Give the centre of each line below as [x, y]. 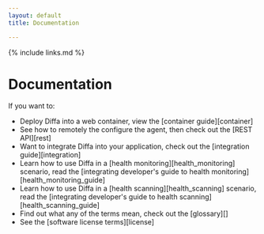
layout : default [35, 15]
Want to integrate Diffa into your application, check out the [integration [134, 146]
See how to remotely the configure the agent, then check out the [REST [136, 130]
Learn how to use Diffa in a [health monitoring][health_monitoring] [127, 164]
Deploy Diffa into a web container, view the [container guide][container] [136, 121]
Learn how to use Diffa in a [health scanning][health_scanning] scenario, [138, 189]
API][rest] [35, 138]
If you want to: [32, 106]
